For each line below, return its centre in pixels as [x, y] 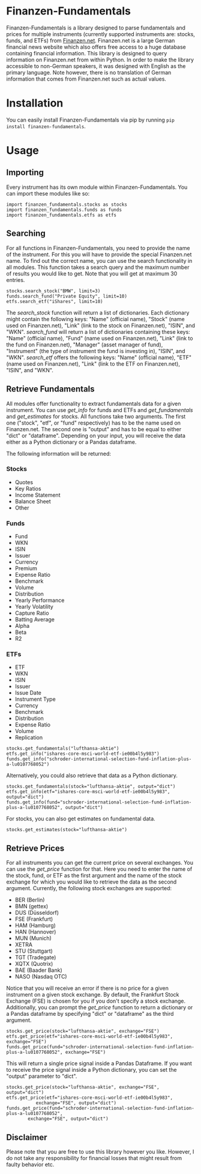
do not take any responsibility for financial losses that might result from [94, 1158]
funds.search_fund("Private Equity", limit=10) [67, 296]
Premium [26, 568]
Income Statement [37, 495]
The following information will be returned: [58, 453]
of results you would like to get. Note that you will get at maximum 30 [92, 273]
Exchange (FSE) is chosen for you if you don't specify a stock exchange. [96, 1001]
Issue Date [28, 693]
